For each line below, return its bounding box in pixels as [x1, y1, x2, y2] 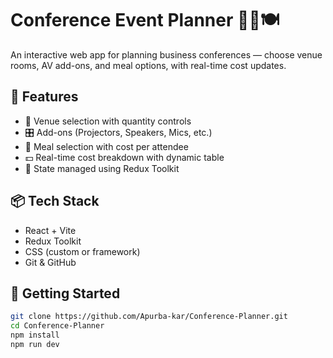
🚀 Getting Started [10, 285, 121, 302]
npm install [10, 330, 60, 341]
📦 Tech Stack [10, 193, 100, 210]
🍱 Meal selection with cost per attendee [24, 140, 189, 152]
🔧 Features [10, 88, 79, 106]
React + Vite [24, 224, 77, 236]
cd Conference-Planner [10, 321, 105, 331]
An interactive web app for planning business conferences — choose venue [10, 48, 323, 61]
